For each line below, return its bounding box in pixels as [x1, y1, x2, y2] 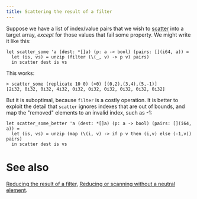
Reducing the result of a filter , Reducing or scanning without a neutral [6, 180, 176, 187]
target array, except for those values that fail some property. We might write [6, 31, 191, 38]
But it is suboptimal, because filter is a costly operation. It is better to [6, 96, 179, 103]
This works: [6, 69, 35, 77]
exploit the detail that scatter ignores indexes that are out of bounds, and [6, 103, 185, 110]
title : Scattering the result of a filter [6, 8, 112, 15]
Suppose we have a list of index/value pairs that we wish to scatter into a [6, 25, 184, 32]
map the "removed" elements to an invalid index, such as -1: [6, 109, 153, 116]
